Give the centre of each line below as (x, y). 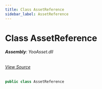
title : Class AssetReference (35, 9)
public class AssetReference (35, 81)
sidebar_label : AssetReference (37, 14)
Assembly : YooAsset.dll (29, 52)
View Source (18, 67)
